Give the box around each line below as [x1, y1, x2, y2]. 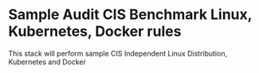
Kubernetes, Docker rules [8, 22, 182, 40]
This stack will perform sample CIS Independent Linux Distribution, [8, 48, 228, 58]
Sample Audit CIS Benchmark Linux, [8, 6, 253, 24]
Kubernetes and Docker [8, 57, 86, 67]
